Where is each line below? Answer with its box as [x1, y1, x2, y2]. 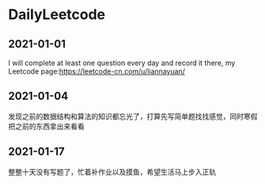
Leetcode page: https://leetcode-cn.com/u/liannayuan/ [8, 67, 186, 76]
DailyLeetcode [8, 6, 106, 24]
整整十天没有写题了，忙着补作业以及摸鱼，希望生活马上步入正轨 [8, 167, 216, 176]
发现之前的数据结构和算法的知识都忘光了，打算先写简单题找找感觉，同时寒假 [8, 111, 258, 121]
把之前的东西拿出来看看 [8, 121, 85, 131]
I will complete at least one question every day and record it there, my [8, 58, 236, 67]
